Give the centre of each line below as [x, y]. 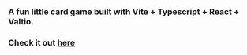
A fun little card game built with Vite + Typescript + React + [124, 12]
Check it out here [42, 42]
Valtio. [21, 21]
